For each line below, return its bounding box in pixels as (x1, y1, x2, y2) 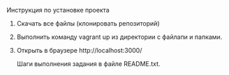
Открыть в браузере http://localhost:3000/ (16, 47, 142, 54)
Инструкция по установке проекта (6, 6, 110, 14)
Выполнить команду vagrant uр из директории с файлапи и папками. (16, 33, 223, 41)
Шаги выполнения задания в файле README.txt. (16, 60, 161, 68)
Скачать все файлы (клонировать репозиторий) (16, 19, 160, 27)
